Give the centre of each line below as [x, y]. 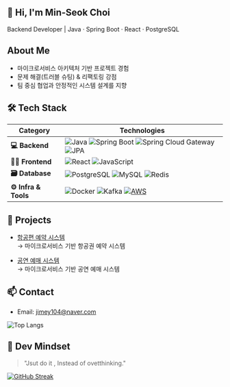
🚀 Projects [29, 220]
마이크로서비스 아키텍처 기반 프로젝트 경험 [73, 68]
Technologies [142, 131]
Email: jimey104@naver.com [56, 312]
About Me [28, 51]
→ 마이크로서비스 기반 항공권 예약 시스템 [71, 246]
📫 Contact [31, 292]
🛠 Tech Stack [37, 108]
